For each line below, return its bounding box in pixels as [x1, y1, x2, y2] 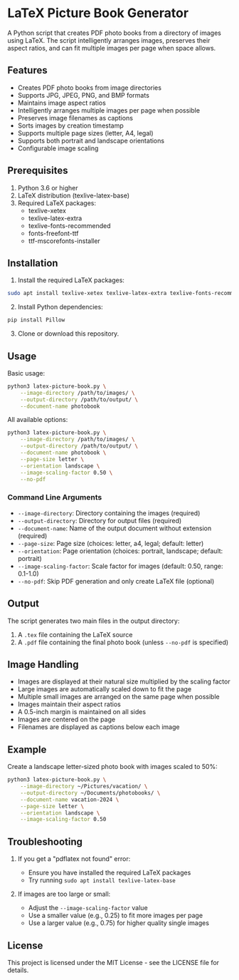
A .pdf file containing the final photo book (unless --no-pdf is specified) [17, 638, 229, 646]
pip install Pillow [7, 316, 65, 324]
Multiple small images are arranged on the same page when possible [17, 693, 220, 701]
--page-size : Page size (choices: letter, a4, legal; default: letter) [17, 539, 204, 547]
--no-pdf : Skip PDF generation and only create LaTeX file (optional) [17, 577, 215, 585]
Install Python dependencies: [17, 303, 103, 311]
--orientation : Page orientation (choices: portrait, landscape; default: [17, 547, 223, 555]
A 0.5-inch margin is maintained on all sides [17, 708, 147, 716]
